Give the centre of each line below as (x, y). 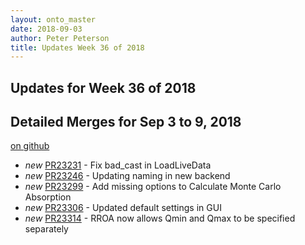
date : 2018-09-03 (46, 29)
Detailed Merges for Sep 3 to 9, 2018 (126, 122)
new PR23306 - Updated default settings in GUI (123, 208)
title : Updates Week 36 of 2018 (77, 47)
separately (46, 229)
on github (30, 146)
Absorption (48, 197)
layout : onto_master (53, 19)
